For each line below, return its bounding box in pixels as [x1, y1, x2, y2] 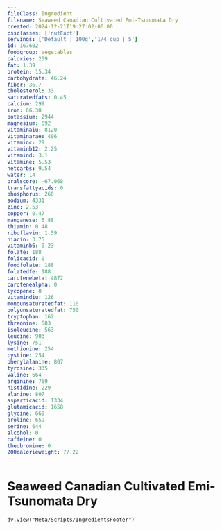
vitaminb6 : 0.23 [7, 242, 54, 250]
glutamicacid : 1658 [7, 404, 64, 411]
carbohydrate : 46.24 [7, 74, 67, 82]
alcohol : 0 [7, 429, 39, 436]
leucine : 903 [7, 332, 45, 340]
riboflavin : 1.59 [7, 230, 58, 237]
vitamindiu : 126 [7, 294, 54, 301]
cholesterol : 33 [7, 87, 54, 94]
